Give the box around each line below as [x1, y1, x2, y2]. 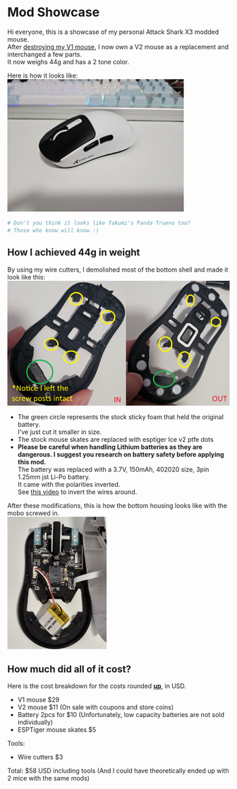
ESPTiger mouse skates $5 [17, 725, 97, 734]
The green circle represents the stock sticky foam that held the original [17, 413, 224, 421]
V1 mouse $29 [17, 695, 60, 704]
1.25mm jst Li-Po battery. [17, 473, 90, 481]
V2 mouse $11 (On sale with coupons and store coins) [17, 703, 174, 711]
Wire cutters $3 [17, 752, 63, 761]
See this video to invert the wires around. [17, 488, 138, 496]
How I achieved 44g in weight [7, 246, 140, 258]
